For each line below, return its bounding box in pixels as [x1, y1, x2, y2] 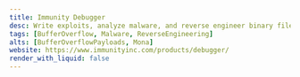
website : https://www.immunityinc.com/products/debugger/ [9, 46, 229, 55]
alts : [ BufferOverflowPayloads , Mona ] [9, 37, 154, 47]
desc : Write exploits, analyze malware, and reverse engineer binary [9, 21, 274, 30]
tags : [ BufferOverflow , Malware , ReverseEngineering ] [9, 29, 214, 38]
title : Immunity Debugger [9, 12, 105, 22]
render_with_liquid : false [9, 54, 110, 63]
